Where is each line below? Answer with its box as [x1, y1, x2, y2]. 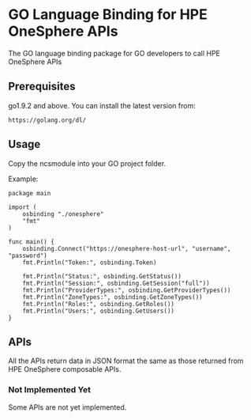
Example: [8, 174, 39, 184]
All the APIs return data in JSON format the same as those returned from [8, 356, 244, 365]
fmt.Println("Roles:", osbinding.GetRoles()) [22, 300, 175, 308]
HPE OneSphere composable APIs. [8, 365, 122, 374]
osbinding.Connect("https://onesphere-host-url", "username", [22, 244, 231, 252]
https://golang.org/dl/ [8, 116, 87, 124]
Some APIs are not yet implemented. [8, 402, 127, 412]
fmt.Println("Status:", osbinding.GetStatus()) [22, 272, 182, 280]
